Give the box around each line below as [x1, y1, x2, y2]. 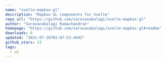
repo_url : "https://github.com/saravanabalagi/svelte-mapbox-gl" [5, 16, 146, 21]
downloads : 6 [5, 30, 33, 35]
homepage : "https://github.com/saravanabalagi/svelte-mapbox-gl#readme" [5, 26, 162, 31]
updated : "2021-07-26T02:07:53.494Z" [5, 35, 85, 40]
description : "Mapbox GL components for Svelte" [5, 12, 110, 17]
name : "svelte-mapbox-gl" [5, 7, 60, 12]
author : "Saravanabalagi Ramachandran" [5, 21, 90, 26]
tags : [5, 44, 17, 49]
